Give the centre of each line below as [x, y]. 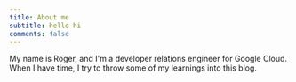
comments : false [39, 34]
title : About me [39, 17]
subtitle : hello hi [45, 26]
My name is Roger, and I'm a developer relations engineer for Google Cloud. [148, 59]
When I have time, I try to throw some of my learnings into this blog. [133, 68]
